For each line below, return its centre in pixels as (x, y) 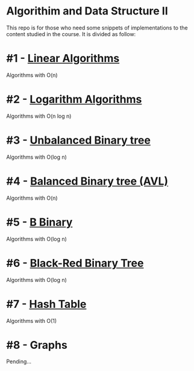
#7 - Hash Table (46, 304)
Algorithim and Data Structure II (87, 11)
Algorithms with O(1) (32, 320)
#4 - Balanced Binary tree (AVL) (87, 181)
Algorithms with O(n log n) (39, 116)
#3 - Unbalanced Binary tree (78, 140)
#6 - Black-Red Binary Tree (75, 263)
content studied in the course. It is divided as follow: (71, 34)
